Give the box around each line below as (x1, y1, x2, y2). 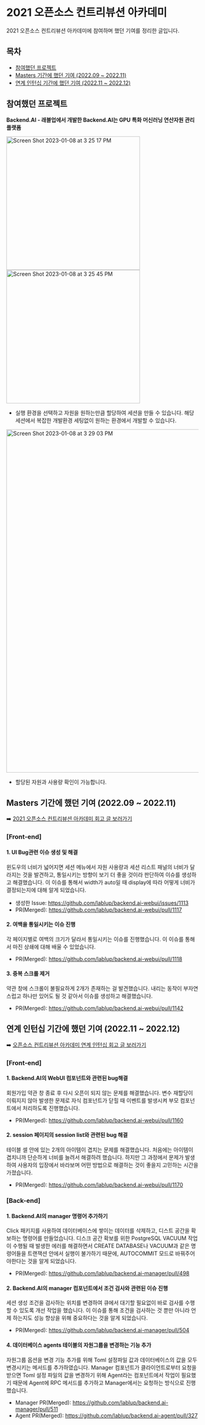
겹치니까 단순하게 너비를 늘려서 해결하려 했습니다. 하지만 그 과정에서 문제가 (6, 1154, 184, 1161)
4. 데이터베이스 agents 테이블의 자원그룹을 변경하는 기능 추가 (6, 1341, 151, 1349)
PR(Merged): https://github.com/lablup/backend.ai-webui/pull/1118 (15, 955, 182, 962)
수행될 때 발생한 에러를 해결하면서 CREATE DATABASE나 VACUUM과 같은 (12, 1243, 190, 1250)
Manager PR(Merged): (15, 1399, 71, 1406)
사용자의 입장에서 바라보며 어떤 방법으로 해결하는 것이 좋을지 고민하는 (17, 1161, 182, 1169)
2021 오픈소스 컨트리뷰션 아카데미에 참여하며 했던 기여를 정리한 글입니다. (6, 27, 180, 34)
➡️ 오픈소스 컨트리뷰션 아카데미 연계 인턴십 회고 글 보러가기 (6, 1041, 146, 1048)
